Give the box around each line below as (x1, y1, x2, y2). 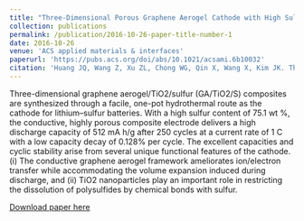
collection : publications (9, 22, 107, 31)
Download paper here (9, 201, 90, 212)
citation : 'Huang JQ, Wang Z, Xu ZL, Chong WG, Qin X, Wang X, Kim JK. (9, 64, 285, 73)
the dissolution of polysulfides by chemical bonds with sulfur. (9, 184, 238, 195)
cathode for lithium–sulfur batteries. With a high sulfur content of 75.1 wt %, (9, 107, 291, 118)
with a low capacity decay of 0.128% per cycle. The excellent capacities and (9, 136, 294, 147)
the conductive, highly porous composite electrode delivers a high (9, 116, 256, 127)
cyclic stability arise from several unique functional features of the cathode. (9, 145, 291, 156)
